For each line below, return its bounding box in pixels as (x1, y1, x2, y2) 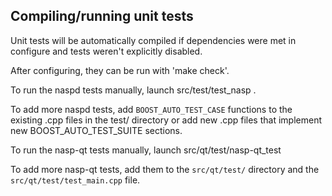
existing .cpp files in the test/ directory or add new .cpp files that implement (10, 114, 322, 126)
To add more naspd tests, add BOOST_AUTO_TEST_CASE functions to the (10, 103, 293, 115)
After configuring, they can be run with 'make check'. (10, 64, 230, 76)
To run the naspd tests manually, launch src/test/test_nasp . (10, 84, 257, 96)
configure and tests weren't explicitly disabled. (10, 45, 203, 57)
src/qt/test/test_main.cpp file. (10, 174, 141, 186)
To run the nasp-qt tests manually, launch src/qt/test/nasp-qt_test (10, 144, 282, 156)
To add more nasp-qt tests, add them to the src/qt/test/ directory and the (10, 163, 320, 175)
